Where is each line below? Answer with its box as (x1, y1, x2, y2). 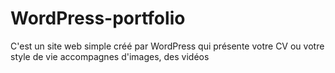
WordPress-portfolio (10, 7, 186, 30)
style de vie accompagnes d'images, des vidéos (10, 50, 210, 62)
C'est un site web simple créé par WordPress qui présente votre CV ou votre (10, 40, 325, 52)
